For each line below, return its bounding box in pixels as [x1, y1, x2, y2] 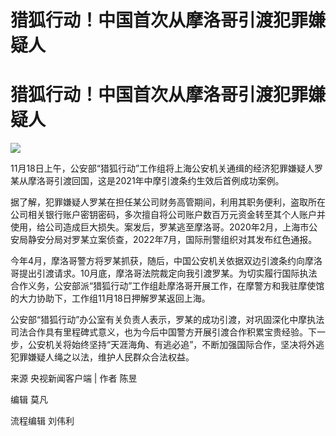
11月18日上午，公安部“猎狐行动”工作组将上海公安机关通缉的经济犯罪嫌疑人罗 [10, 162, 324, 175]
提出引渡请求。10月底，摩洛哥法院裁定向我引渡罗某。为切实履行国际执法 [18, 267, 318, 280]
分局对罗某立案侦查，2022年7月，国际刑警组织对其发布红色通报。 [44, 234, 318, 246]
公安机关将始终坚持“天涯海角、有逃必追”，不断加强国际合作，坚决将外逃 [27, 339, 325, 351]
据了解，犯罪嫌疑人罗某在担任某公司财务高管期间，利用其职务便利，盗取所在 [10, 196, 326, 208]
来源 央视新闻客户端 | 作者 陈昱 [10, 372, 138, 385]
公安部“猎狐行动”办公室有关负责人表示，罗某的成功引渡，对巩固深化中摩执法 [10, 314, 325, 326]
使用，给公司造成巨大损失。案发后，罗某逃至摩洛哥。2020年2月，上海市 [10, 221, 310, 233]
